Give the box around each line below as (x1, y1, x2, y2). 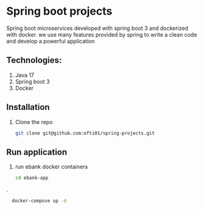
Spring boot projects (6, 4, 113, 18)
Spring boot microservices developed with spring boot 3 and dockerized (6, 24, 189, 32)
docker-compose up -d (12, 198, 67, 204)
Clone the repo (15, 118, 53, 126)
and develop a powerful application (6, 37, 95, 45)
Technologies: (6, 55, 62, 65)
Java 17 (15, 71, 35, 79)
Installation (6, 102, 50, 112)
